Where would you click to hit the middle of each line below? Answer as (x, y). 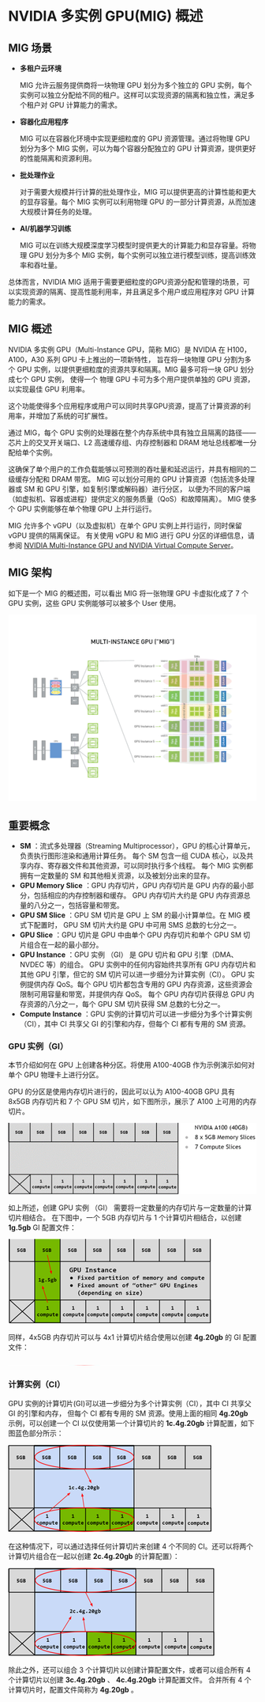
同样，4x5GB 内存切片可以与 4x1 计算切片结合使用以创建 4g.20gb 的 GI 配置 (132, 1337)
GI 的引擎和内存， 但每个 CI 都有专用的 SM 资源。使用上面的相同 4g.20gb (128, 1413)
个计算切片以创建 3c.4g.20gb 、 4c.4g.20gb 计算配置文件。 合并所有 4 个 (130, 1679)
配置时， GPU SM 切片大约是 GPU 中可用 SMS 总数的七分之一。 (137, 925)
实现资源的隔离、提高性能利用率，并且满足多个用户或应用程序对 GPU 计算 (134, 292)
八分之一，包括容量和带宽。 (78, 905)
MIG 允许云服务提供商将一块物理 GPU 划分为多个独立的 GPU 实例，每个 (136, 85)
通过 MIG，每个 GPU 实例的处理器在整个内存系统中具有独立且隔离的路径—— (132, 433)
